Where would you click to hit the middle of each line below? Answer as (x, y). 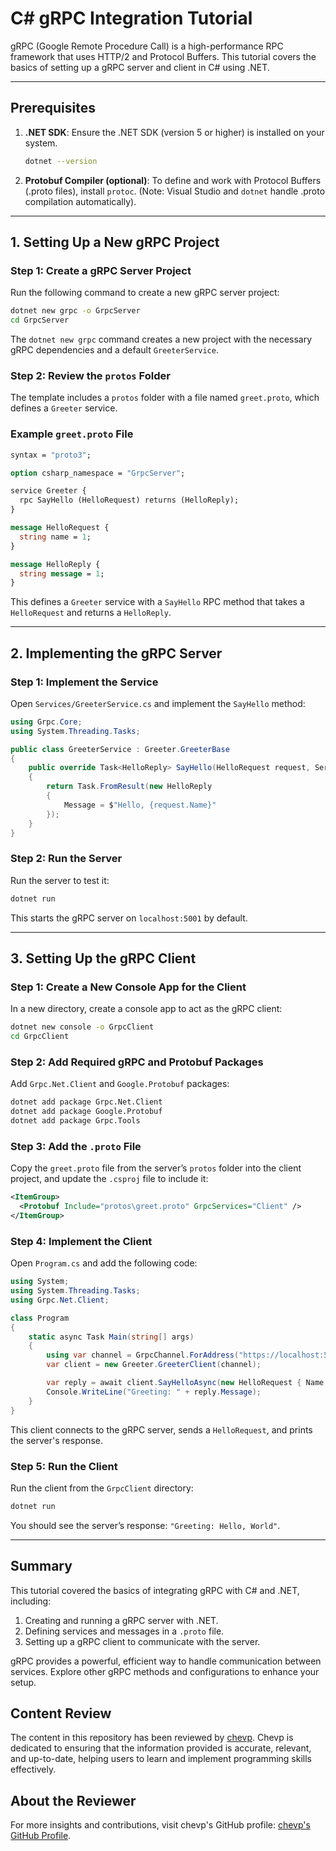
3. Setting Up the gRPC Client (103, 958)
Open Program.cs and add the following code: (104, 1263)
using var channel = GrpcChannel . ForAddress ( (143, 1355)
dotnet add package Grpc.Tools (75, 1121)
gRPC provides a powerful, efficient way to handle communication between (166, 1661)
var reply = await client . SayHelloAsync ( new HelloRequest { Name (185, 1383)
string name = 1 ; (55, 537)
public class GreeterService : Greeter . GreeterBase (120, 749)
